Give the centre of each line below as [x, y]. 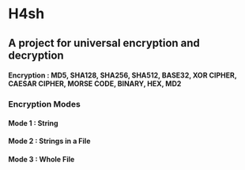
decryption [36, 55]
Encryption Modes [44, 104]
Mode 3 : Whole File [41, 159]
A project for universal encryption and [104, 43]
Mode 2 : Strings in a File [49, 141]
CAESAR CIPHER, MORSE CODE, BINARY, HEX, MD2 [95, 84]
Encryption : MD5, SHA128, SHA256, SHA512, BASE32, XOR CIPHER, [122, 75]
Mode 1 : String [33, 123]
